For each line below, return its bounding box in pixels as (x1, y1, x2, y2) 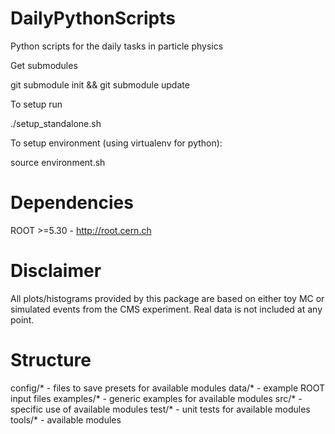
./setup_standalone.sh (10, 117, 102, 129)
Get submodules (10, 59, 78, 71)
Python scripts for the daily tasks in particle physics (10, 40, 224, 52)
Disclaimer (10, 260, 102, 282)
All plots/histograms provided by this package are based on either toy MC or (10, 292, 325, 304)
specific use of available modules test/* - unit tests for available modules (10, 403, 311, 415)
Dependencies (10, 192, 134, 214)
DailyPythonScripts (10, 7, 177, 30)
